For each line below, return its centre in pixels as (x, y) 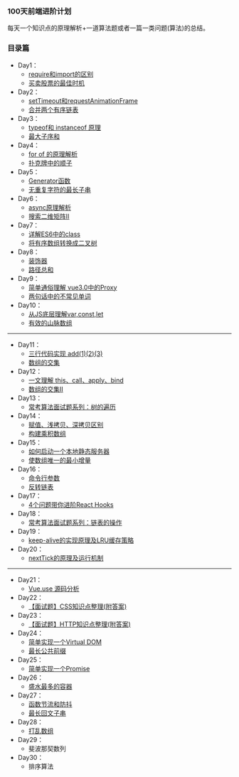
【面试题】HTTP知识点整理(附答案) (80, 624)
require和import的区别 (61, 74)
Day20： (31, 549)
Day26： (31, 677)
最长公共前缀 (47, 650)
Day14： (30, 416)
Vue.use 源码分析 (54, 589)
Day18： (30, 513)
